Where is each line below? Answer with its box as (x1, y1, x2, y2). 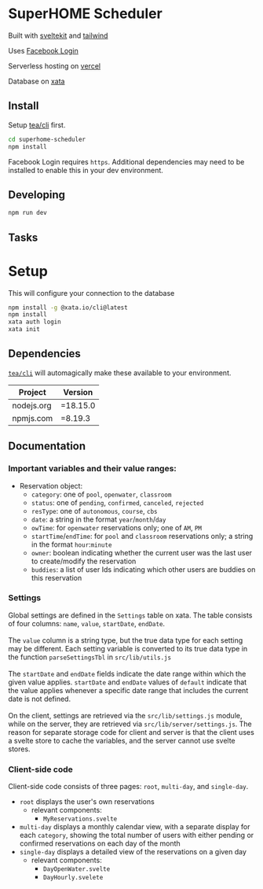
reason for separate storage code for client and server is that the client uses (8, 727, 255, 736)
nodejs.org (12, 400, 52, 411)
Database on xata (8, 76, 65, 86)
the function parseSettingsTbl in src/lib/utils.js (8, 652, 171, 662)
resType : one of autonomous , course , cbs (31, 506, 158, 515)
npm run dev (8, 209, 47, 217)
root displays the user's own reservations (19, 797, 155, 806)
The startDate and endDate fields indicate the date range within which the (8, 669, 247, 678)
